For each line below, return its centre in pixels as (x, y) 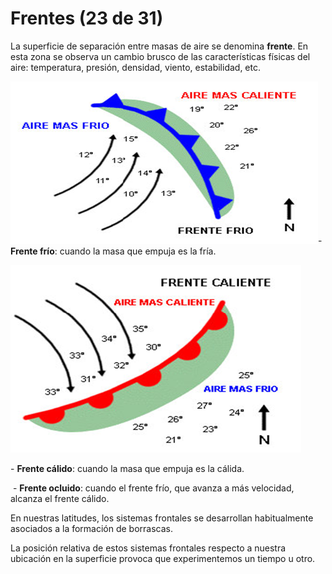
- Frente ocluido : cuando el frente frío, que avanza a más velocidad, (153, 488)
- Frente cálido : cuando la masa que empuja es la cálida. (127, 468)
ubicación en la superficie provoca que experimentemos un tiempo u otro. (163, 558)
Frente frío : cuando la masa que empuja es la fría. (113, 251)
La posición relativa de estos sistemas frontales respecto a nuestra (148, 548)
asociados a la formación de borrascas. (92, 528)
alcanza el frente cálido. (60, 498)
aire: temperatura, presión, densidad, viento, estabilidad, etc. (135, 67)
